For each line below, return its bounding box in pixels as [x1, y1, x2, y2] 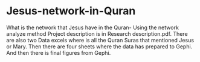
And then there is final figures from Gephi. [6, 49, 111, 56]
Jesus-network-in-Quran [6, 4, 136, 18]
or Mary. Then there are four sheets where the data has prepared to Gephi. [6, 43, 193, 50]
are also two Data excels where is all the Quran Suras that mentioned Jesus [6, 36, 195, 44]
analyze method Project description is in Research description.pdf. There [6, 30, 189, 37]
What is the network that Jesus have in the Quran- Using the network [6, 24, 179, 31]
